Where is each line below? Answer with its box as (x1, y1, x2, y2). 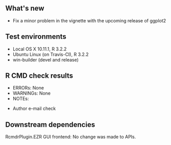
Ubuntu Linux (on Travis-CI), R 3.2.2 (12, 51, 89, 57)
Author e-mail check (12, 105, 56, 111)
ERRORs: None (12, 85, 44, 91)
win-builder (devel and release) (12, 56, 79, 63)
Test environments (5, 33, 66, 41)
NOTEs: (12, 96, 29, 102)
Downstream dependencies (5, 120, 95, 129)
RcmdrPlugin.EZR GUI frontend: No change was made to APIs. (5, 134, 136, 140)
